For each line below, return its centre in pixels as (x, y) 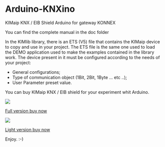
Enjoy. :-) (14, 139)
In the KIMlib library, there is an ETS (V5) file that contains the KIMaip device (82, 42)
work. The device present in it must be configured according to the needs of (82, 57)
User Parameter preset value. (42, 83)
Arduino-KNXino (40, 9)
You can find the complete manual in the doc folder (57, 32)
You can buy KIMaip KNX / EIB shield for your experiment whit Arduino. (77, 92)
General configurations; (36, 72)
